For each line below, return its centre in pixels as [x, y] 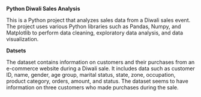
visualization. [22, 39]
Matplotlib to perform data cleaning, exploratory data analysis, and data [95, 33]
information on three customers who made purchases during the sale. [92, 87]
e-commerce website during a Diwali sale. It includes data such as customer [100, 68]
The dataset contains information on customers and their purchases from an [100, 62]
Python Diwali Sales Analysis [43, 9]
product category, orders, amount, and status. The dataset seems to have [97, 81]
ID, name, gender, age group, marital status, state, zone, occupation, [91, 75]
